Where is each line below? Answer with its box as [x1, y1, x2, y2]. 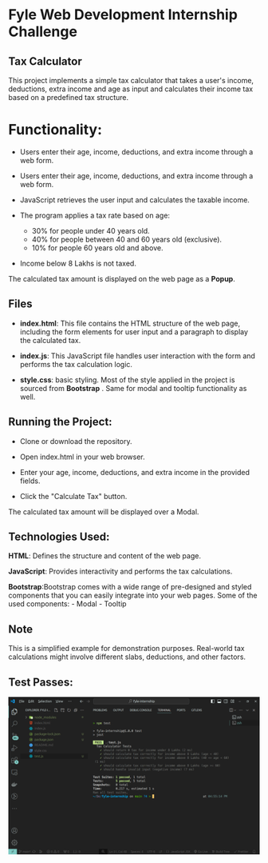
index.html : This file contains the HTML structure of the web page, [19, 318, 241, 328]
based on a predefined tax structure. [8, 93, 129, 102]
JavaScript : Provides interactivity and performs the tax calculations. [8, 566, 233, 577]
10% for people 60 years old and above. [31, 242, 164, 253]
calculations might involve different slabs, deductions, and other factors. [8, 652, 246, 661]
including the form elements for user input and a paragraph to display [19, 326, 249, 337]
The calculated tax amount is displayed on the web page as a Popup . [8, 274, 235, 283]
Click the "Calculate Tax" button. [19, 491, 128, 501]
